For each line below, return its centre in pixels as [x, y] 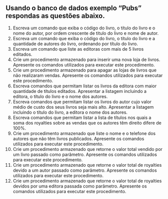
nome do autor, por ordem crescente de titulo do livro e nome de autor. [86, 33]
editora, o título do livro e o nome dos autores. [60, 96]
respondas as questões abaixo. [55, 16]
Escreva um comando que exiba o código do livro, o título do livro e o [84, 28]
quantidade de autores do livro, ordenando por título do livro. [76, 44]
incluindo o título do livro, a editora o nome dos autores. [70, 112]
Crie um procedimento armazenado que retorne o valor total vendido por [87, 149]
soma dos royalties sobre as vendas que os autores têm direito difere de [87, 123]
